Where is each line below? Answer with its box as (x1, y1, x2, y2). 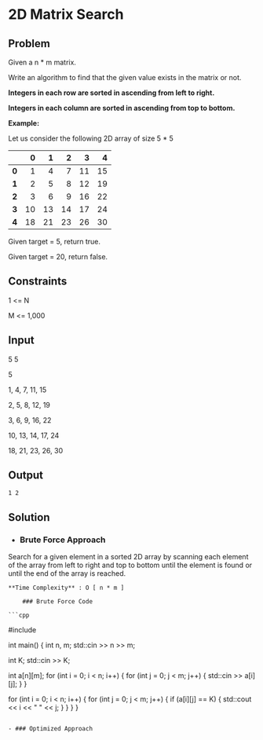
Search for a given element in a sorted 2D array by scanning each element (8, 552, 249, 562)
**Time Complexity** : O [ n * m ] (8, 584, 125, 592)
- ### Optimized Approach (8, 725, 93, 733)
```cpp (8, 611, 30, 620)
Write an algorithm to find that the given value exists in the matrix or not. (8, 73, 242, 82)
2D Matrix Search (8, 5, 124, 24)
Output (8, 469, 43, 482)
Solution (8, 511, 50, 524)
